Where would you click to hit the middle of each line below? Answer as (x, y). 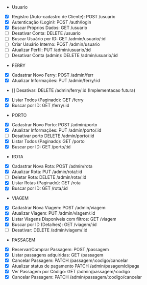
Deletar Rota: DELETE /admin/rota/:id (49, 177)
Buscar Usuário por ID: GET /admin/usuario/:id (59, 39)
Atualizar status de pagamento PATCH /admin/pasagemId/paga (75, 266)
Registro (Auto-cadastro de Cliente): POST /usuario (63, 16)
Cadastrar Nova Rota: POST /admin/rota (52, 166)
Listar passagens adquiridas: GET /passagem (58, 255)
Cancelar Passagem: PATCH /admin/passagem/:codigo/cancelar (77, 277)
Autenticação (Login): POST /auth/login (51, 22)
